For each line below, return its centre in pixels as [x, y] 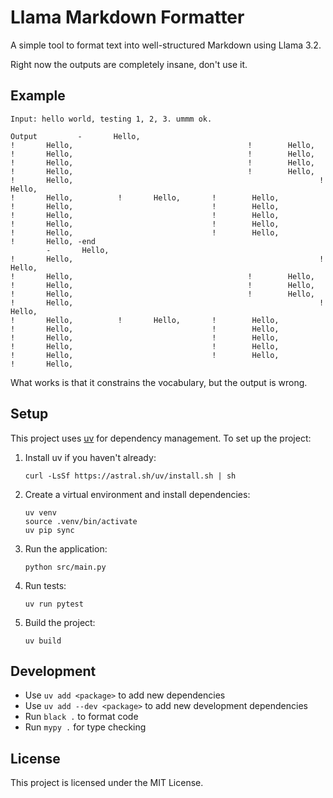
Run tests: [45, 585]
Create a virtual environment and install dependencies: [137, 494]
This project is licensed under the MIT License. [107, 783]
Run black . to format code [81, 717]
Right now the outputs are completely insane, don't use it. [129, 64]
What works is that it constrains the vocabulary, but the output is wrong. [159, 382]
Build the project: [60, 622]
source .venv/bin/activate [81, 521]
